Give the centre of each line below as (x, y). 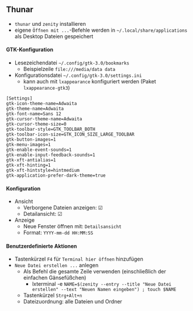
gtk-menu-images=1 (28, 145)
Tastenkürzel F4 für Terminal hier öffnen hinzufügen (79, 259)
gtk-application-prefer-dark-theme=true (56, 175)
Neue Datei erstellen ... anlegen (56, 265)
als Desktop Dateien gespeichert (54, 36)
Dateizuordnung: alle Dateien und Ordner (73, 302)
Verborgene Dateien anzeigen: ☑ (63, 208)
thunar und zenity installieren (50, 23)
